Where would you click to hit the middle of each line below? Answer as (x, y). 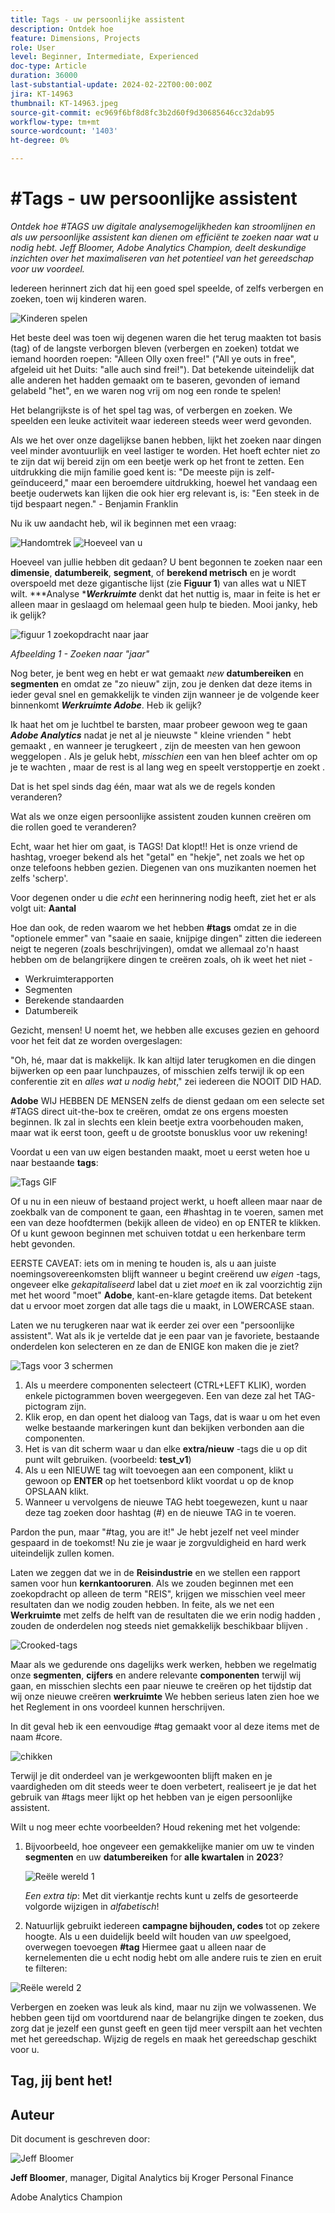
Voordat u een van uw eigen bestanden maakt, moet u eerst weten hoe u (160, 1152)
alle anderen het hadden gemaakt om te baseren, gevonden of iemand (155, 380)
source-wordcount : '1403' (64, 131)
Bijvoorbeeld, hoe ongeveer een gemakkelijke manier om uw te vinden (169, 1846)
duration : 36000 (44, 76)
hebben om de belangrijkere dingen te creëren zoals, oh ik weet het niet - (161, 959)
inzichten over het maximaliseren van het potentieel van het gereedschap (162, 258)
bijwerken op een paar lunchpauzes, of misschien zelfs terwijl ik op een (157, 1070)
